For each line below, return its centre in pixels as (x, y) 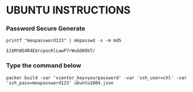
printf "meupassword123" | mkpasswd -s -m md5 (64, 41)
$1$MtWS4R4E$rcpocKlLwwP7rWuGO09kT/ (51, 51)
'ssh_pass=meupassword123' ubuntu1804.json (60, 83)
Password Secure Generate (46, 29)
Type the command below (44, 66)
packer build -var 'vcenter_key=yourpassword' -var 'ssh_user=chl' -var (96, 78)
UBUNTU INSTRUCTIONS (68, 10)
